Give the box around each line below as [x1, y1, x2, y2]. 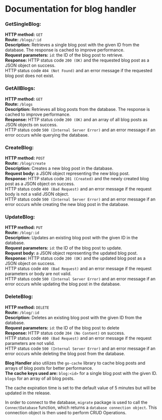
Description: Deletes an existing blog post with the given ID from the [5, 314, 142, 320]
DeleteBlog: [5, 293, 33, 300]
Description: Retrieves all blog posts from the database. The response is [5, 106, 150, 112]
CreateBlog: [5, 144, 34, 151]
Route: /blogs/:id [5, 37, 42, 43]
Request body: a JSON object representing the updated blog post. [5, 250, 138, 256]
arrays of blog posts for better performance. [5, 365, 93, 371]
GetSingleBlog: [5, 21, 41, 28]
